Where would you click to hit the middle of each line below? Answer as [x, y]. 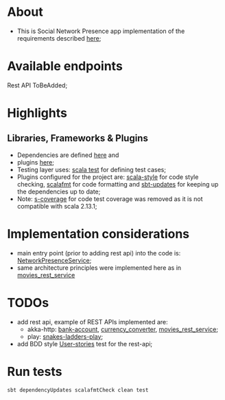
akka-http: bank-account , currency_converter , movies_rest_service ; [122, 329]
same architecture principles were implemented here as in [99, 267]
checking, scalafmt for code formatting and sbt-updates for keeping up [118, 184]
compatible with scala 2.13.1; [57, 206]
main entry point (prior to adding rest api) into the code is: [99, 253]
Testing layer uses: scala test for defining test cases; [92, 169]
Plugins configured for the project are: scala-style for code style [108, 177]
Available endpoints [65, 66]
